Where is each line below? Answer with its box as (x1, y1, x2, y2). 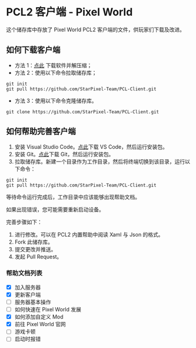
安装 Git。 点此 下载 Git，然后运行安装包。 (14, 150, 114, 157)
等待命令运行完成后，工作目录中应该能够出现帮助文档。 (6, 193, 140, 201)
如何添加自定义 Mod (14, 313, 64, 320)
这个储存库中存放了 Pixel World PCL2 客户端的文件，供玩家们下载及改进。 (6, 26, 185, 33)
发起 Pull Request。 (14, 253, 62, 260)
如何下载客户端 (6, 45, 61, 55)
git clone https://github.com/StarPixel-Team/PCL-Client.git (6, 109, 160, 115)
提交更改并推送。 (14, 245, 57, 252)
